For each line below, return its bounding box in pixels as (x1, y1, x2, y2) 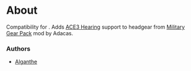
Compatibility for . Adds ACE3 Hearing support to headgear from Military (6, 23, 185, 30)
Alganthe (14, 58, 38, 66)
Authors (6, 44, 31, 53)
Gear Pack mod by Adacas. (6, 29, 73, 36)
